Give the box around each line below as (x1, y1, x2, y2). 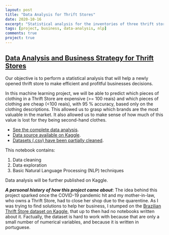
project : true (5, 36, 35, 41)
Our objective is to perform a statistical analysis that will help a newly (5, 75, 148, 81)
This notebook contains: (5, 147, 55, 153)
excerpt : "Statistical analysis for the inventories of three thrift (5, 21, 154, 27)
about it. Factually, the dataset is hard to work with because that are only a (5, 213, 160, 219)
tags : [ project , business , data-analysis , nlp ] (5, 26, 107, 31)
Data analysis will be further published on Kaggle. (5, 177, 108, 183)
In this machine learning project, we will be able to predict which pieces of (5, 90, 159, 96)
